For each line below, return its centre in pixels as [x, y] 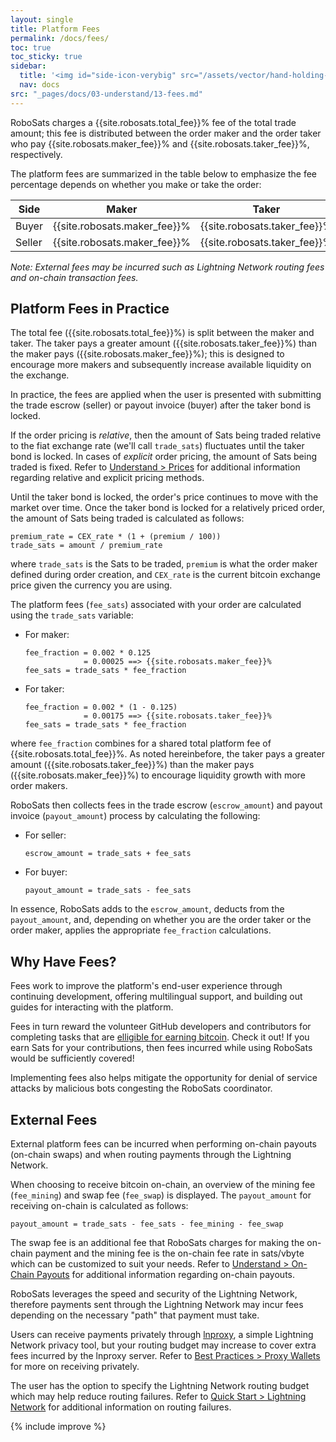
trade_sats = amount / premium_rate [86, 546]
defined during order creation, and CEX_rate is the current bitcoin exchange [165, 575]
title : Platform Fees [55, 29]
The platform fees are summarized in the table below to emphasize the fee [163, 173]
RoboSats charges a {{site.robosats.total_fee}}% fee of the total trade [153, 122]
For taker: [44, 689]
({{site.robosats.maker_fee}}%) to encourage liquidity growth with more [158, 775]
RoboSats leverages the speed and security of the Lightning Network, [154, 1294]
